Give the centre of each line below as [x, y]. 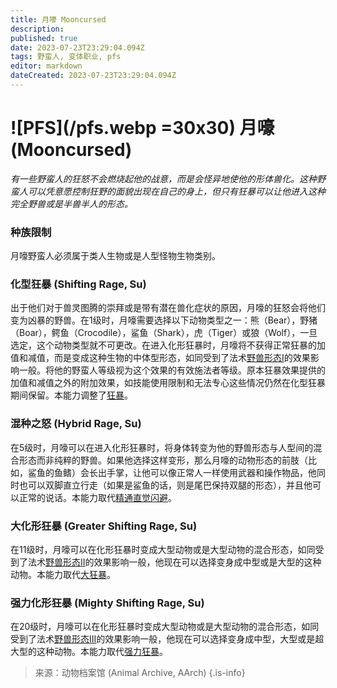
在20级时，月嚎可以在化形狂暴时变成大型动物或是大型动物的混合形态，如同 [165, 627]
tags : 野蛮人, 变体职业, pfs [66, 57]
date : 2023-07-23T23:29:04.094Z [77, 47]
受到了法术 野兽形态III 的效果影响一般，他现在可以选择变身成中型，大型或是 [163, 639]
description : [37, 29]
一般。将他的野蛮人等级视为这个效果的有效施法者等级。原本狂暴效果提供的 [172, 370]
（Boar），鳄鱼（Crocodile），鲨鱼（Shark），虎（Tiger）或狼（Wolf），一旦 [164, 333]
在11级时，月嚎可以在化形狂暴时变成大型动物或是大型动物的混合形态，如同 [163, 549]
